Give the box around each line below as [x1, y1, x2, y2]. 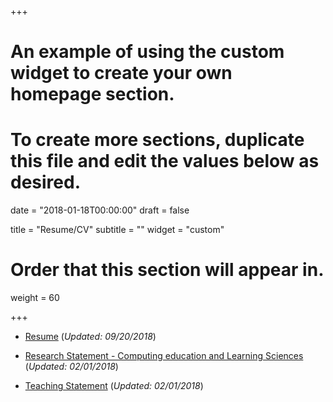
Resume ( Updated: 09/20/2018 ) [24, 331, 157, 343]
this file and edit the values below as [10, 150, 320, 173]
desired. [10, 171, 81, 194]
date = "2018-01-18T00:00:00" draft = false [10, 204, 190, 216]
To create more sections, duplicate [10, 129, 305, 151]
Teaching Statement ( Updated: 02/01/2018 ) [24, 380, 204, 392]
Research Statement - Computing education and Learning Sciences [24, 350, 304, 362]
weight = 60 [10, 292, 60, 304]
